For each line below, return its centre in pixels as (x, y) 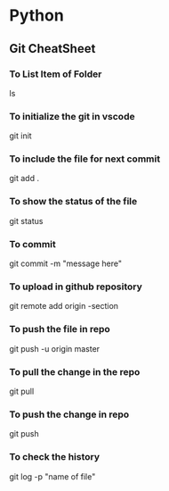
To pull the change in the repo (75, 371)
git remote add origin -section (64, 306)
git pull (22, 391)
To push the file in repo (60, 329)
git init (21, 136)
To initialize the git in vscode (72, 116)
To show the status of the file (73, 202)
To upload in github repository (76, 287)
